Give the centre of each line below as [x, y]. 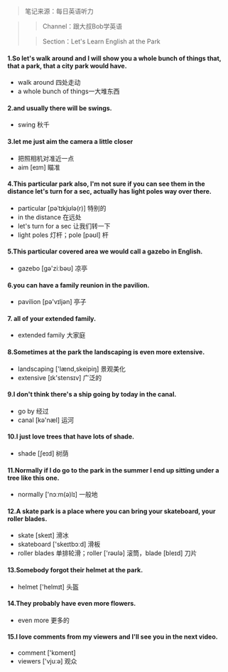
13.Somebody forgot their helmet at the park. [75, 570]
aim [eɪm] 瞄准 [39, 167]
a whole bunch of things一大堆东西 [69, 91]
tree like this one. [33, 478]
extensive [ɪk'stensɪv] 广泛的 [60, 377]
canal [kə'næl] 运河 [46, 420]
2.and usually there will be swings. [60, 108]
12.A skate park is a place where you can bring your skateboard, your [112, 511]
